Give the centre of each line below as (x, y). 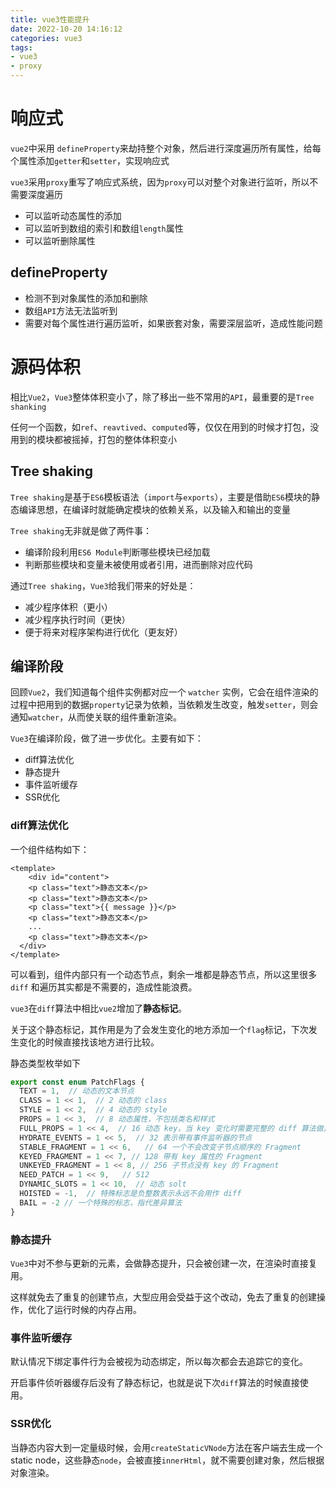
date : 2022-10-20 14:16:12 (66, 29)
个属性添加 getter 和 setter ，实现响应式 (90, 160)
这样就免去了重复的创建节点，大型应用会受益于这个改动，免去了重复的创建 (163, 1297)
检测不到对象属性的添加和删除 (86, 298)
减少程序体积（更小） (68, 607)
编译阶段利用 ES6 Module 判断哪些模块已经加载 (117, 552)
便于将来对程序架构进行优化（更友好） (103, 632)
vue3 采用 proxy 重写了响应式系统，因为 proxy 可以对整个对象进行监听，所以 (160, 182)
